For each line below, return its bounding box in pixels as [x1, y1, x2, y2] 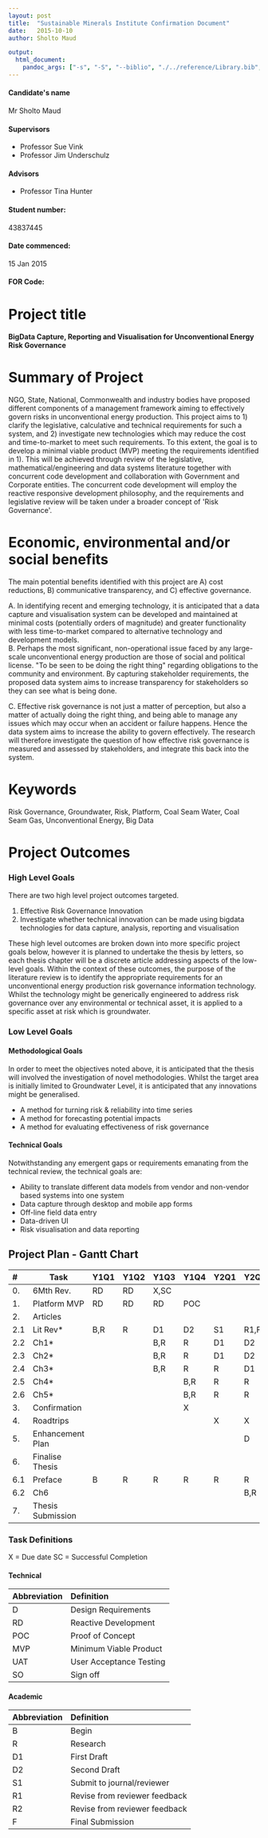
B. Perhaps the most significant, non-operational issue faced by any [8, 643, 232, 653]
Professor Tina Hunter [19, 186, 93, 196]
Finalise [33, 1451, 62, 1462]
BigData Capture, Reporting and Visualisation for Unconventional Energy [8, 332, 254, 342]
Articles [33, 1311, 62, 1322]
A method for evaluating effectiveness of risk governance [19, 1122, 210, 1131]
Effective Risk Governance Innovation [19, 906, 144, 915]
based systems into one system [19, 1190, 124, 1200]
